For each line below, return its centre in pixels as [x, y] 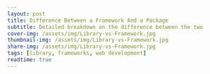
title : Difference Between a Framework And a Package [88, 20]
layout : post [26, 14]
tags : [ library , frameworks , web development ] [77, 54]
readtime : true [30, 60]
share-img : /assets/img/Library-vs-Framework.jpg [82, 47]
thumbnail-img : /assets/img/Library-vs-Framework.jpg [88, 40]
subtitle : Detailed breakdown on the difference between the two [105, 27]
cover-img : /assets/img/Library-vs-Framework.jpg [82, 33]
